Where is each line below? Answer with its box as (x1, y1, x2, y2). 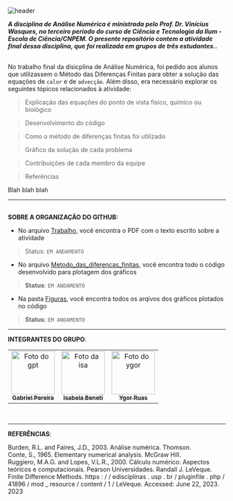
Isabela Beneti (63, 394, 103, 401)
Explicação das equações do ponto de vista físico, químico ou (24, 98, 202, 106)
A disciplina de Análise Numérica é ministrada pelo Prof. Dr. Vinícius (8, 20, 209, 28)
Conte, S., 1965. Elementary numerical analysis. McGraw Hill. (8, 451, 182, 459)
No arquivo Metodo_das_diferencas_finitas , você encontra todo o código (17, 261, 225, 269)
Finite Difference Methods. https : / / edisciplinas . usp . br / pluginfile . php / (8, 473, 225, 480)
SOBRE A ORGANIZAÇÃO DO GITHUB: (8, 213, 118, 221)
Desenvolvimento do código (24, 119, 106, 127)
